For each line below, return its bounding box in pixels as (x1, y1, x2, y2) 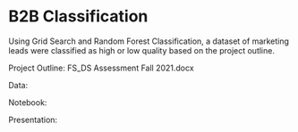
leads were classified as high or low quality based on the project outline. (8, 45, 275, 55)
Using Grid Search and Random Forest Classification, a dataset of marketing (8, 36, 290, 46)
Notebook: (8, 96, 47, 108)
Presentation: (8, 114, 58, 125)
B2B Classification (8, 6, 149, 27)
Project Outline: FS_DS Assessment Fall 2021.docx (8, 62, 194, 73)
